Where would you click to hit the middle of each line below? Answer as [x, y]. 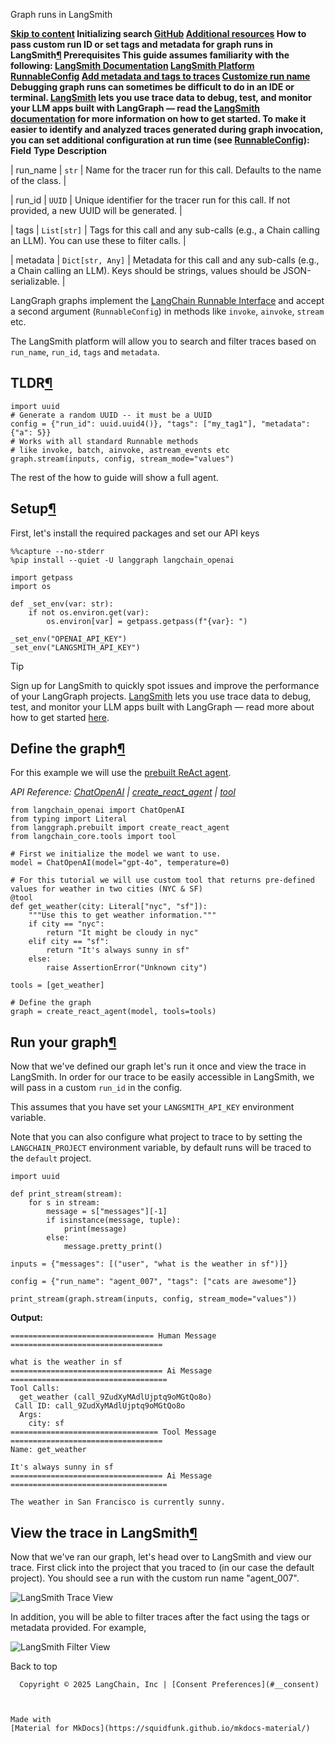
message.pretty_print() [113, 1247]
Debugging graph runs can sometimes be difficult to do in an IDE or [152, 87]
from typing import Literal [69, 819]
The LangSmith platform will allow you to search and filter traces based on [163, 341]
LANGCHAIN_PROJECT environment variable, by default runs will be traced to [161, 1148]
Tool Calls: [35, 1389]
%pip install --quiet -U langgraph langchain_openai [122, 560]
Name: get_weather [48, 1450]
